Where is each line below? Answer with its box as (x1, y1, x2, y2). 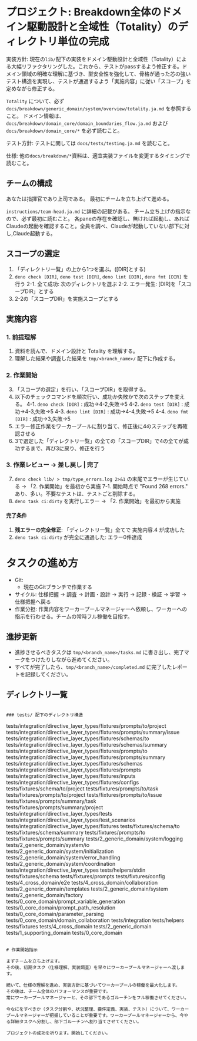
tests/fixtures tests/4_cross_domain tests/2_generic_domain (6, 922, 152, 930)
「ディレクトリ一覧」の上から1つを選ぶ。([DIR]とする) (14, 265, 146, 272)
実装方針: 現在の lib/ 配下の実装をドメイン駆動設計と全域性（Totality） (6, 55, 176, 63)
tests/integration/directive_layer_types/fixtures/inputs (6, 772, 136, 779)
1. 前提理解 (6, 333, 36, 341)
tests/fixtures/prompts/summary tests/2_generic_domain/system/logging (6, 835, 183, 842)
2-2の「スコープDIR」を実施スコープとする (14, 295, 119, 302)
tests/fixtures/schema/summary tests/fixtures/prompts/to (6, 829, 146, 836)
